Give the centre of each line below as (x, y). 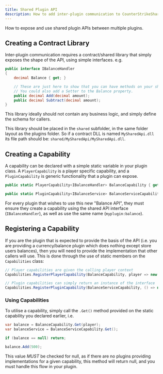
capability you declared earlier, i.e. (40, 316)
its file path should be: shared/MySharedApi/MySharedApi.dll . (65, 139)
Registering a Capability (42, 229)
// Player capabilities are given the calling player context (69, 270)
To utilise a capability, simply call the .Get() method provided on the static (79, 311)
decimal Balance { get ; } (40, 78)
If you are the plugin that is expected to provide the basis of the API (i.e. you (81, 240)
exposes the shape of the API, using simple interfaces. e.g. (64, 60)
